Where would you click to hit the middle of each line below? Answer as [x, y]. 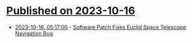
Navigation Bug [34, 33]
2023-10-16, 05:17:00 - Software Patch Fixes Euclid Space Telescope [100, 27]
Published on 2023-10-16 [71, 11]
